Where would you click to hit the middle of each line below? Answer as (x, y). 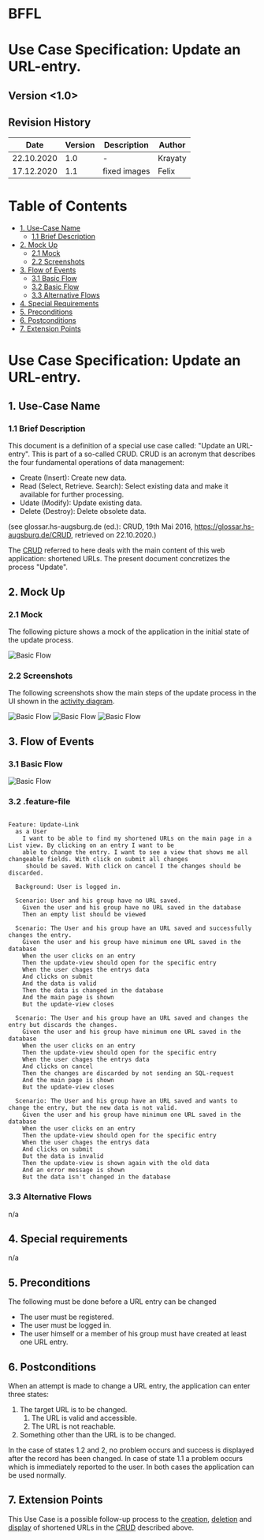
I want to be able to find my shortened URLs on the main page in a (137, 839)
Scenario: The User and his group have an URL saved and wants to (126, 1101)
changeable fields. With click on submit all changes (99, 860)
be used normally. (37, 1475)
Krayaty (172, 158)
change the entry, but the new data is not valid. (93, 1108)
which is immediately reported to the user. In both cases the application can (131, 1467)
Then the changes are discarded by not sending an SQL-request (128, 1074)
